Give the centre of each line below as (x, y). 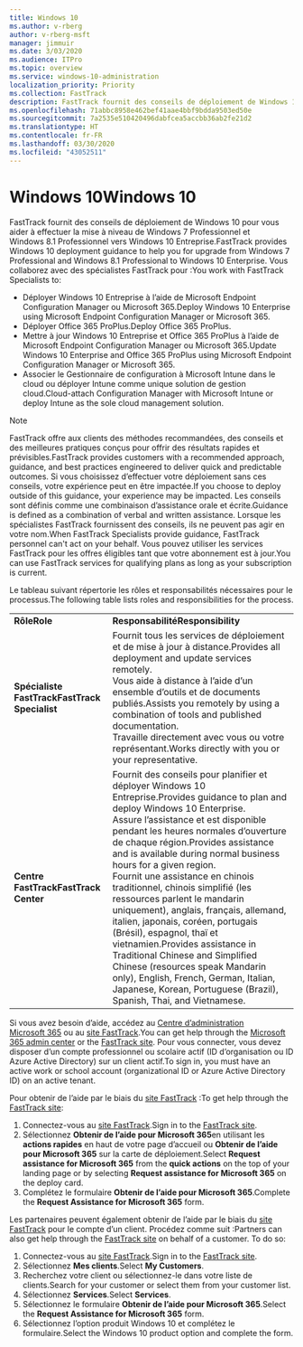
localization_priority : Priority (72, 85)
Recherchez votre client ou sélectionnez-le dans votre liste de (138, 1275)
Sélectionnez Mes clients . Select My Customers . (113, 1266)
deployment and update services (182, 658)
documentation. (146, 726)
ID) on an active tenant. (53, 1080)
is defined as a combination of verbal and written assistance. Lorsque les (145, 514)
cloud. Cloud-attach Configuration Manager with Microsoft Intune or (147, 393)
